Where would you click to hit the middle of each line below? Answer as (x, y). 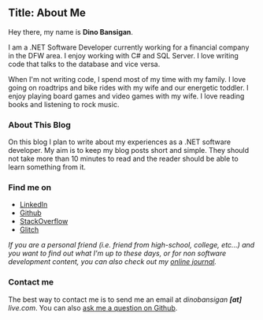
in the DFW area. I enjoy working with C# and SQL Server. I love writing (123, 55)
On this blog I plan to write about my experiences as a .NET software (119, 142)
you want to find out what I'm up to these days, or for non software (117, 253)
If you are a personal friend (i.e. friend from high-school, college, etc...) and (131, 245)
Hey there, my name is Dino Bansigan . (71, 32)
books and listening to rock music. (64, 104)
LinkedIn (33, 205)
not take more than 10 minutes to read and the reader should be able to (123, 159)
